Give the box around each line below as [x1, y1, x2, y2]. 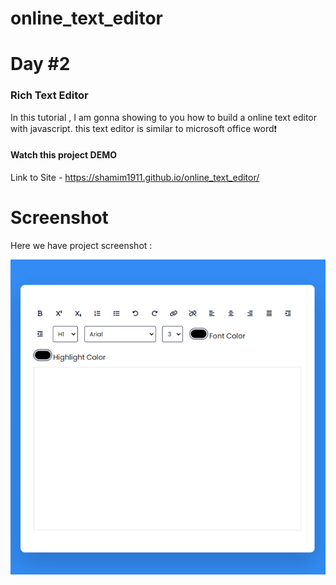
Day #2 [10, 53, 71, 76]
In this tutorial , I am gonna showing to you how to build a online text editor [10, 111, 318, 123]
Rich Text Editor [10, 88, 89, 102]
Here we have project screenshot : [10, 239, 153, 251]
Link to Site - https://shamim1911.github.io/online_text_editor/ [10, 171, 260, 183]
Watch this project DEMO [10, 149, 117, 161]
